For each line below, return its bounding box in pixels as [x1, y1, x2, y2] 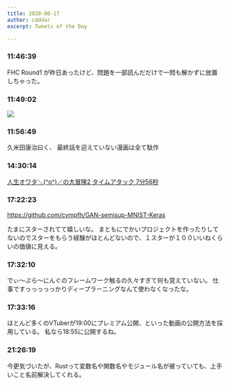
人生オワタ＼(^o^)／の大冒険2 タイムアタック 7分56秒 [7, 177, 159, 186]
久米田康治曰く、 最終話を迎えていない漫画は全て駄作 [7, 143, 159, 152]
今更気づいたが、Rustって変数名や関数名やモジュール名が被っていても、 [7, 362, 211, 370]
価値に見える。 [19, 242, 62, 250]
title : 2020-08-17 [7, 10, 60, 17]
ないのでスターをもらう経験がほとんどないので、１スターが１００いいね [7, 233, 211, 242]
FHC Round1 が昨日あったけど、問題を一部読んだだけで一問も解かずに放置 [7, 68, 218, 76]
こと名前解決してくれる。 [12, 370, 86, 379]
